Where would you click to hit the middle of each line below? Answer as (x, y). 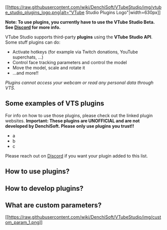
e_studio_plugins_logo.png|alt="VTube (45, 12)
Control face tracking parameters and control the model (70, 62)
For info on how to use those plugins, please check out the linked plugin (79, 115)
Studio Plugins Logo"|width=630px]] (123, 12)
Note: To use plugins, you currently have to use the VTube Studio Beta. (80, 22)
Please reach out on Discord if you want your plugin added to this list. (77, 155)
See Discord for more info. (33, 27)
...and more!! (25, 73)
